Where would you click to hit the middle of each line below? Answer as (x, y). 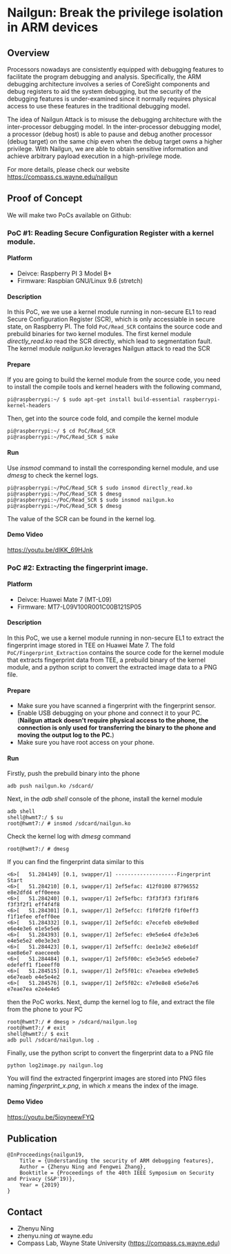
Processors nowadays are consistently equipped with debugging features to (115, 69)
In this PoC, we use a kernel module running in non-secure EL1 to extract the (115, 638)
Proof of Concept (45, 198)
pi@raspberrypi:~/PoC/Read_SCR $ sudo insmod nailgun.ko (91, 500)
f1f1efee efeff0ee (33, 917)
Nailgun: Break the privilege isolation (115, 13)
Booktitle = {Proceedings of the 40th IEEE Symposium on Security (117, 1173)
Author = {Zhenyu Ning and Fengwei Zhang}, (83, 1167)
